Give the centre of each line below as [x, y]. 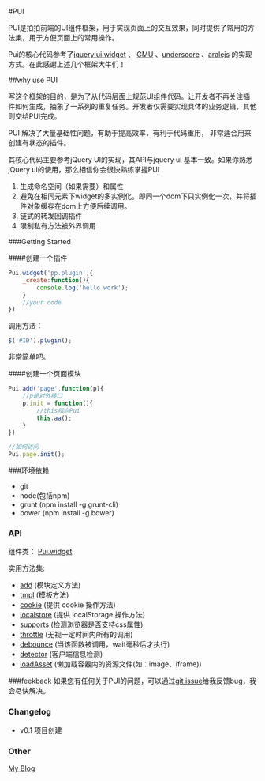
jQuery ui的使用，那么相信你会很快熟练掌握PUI [84, 170]
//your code [42, 302]
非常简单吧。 [29, 357]
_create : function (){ [56, 280]
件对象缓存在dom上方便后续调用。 [75, 206]
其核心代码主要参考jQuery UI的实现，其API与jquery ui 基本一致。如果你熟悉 [131, 160]
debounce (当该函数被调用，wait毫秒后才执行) [95, 644]
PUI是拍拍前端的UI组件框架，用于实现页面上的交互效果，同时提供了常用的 [128, 28]
